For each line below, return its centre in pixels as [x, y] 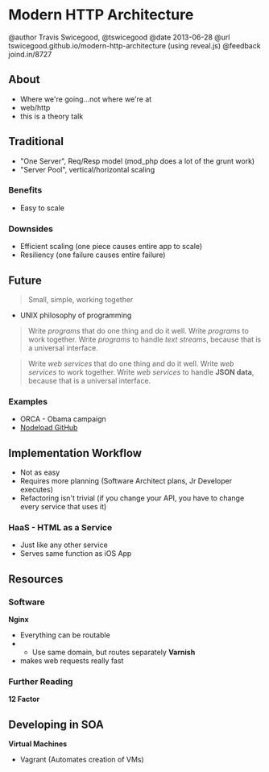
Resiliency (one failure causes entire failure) [93, 255]
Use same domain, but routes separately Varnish [114, 652]
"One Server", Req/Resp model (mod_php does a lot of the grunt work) [137, 161]
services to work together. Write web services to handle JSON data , [141, 371]
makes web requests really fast [72, 661]
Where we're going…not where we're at [86, 99]
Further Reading [41, 681]
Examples [28, 401]
